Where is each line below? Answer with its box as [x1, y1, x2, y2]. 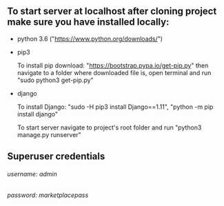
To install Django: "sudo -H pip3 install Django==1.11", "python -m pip [17, 103, 214, 111]
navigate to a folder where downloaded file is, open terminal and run [17, 68, 212, 76]
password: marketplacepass [7, 191, 89, 199]
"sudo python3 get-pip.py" [17, 76, 94, 84]
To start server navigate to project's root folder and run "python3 [17, 123, 202, 132]
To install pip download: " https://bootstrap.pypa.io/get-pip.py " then [17, 61, 209, 70]
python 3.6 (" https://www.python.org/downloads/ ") [17, 34, 163, 43]
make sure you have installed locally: [7, 17, 170, 28]
